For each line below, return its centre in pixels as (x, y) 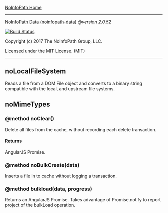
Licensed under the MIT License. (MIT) (45, 51)
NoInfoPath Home (23, 7)
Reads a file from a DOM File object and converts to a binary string (74, 83)
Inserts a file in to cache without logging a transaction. (61, 176)
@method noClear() (30, 119)
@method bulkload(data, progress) (49, 189)
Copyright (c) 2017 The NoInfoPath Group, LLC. (54, 41)
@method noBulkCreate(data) (42, 165)
